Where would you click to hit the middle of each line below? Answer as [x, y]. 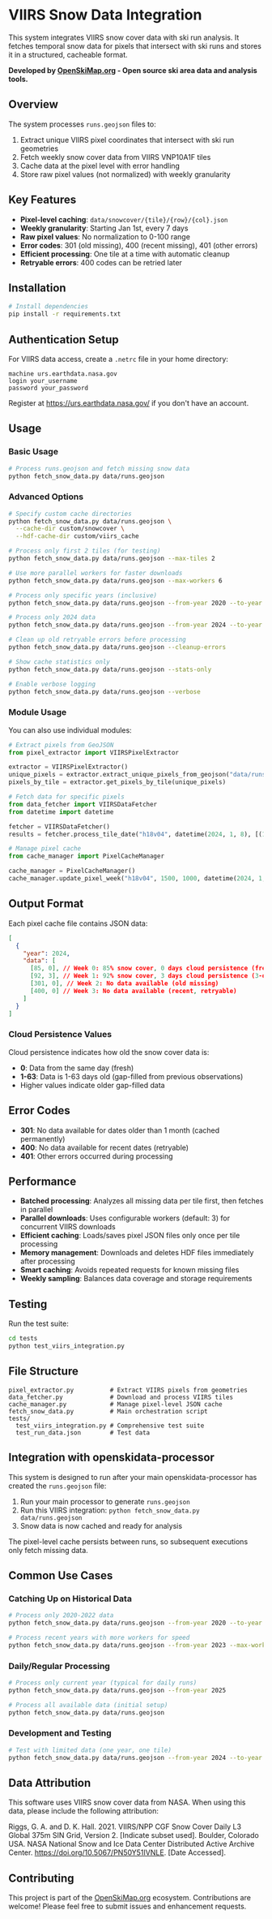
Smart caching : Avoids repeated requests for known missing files [130, 1270]
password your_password [49, 388]
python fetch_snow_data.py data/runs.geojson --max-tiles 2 [112, 559]
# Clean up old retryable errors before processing [97, 640]
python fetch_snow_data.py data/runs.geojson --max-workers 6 [115, 581]
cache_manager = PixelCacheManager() [72, 871]
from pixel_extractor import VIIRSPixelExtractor [94, 752]
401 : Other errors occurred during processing [96, 1156]
